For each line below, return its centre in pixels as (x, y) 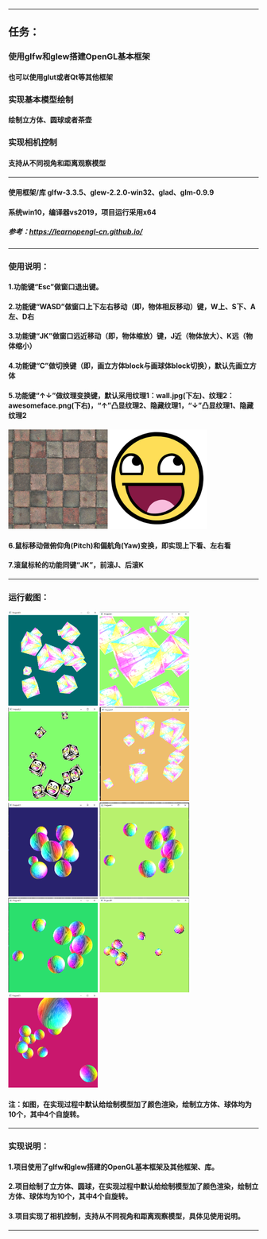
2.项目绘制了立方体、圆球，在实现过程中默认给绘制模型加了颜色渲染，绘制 (130, 1187)
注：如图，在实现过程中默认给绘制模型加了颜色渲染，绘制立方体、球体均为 (130, 1104)
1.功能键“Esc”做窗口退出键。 (56, 287)
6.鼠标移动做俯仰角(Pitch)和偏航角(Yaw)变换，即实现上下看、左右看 (120, 545)
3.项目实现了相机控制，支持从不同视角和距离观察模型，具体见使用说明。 (126, 1216)
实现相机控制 (33, 142)
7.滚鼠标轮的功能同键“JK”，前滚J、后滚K (76, 565)
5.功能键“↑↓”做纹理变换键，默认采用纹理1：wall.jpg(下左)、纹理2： (121, 395)
